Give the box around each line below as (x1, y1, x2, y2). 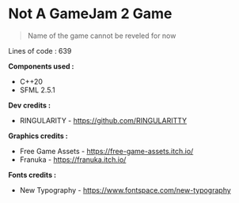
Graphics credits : (8, 131, 69, 141)
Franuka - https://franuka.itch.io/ (19, 155, 127, 164)
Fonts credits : (8, 170, 57, 179)
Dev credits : (8, 100, 51, 110)
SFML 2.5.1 (19, 85, 55, 95)
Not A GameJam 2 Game (8, 5, 173, 23)
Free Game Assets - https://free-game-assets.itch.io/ (19, 146, 194, 156)
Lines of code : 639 (8, 46, 72, 55)
